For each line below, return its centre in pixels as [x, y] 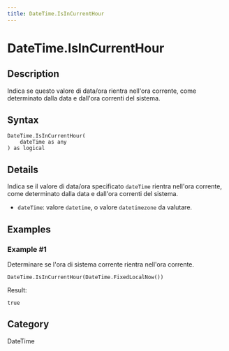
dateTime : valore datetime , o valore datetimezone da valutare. [105, 207]
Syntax [23, 120]
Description [33, 74]
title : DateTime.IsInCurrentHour [56, 14]
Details [23, 169]
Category [28, 324]
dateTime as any [44, 142]
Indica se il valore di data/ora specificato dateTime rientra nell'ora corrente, [114, 186]
